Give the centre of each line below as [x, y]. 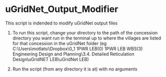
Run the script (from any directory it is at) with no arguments [75, 69]
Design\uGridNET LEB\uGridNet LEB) [51, 59]
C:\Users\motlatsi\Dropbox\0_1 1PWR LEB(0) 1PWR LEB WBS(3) [77, 48]
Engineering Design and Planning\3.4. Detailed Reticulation [73, 54]
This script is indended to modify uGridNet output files [61, 23]
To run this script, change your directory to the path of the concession [85, 32]
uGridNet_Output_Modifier [62, 9]
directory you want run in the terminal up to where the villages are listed [87, 38]
